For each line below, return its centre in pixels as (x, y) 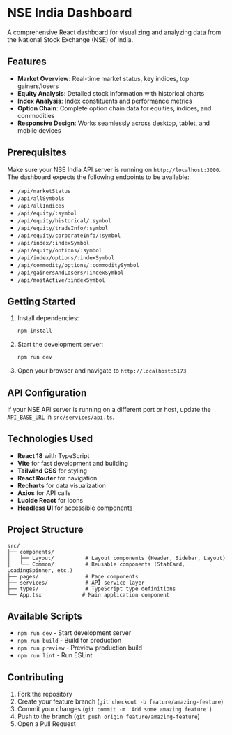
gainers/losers (38, 86)
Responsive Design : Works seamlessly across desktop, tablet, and (114, 123)
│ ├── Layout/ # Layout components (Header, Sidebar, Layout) (117, 558)
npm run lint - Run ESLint (55, 655)
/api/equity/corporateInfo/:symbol (69, 236)
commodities (36, 115)
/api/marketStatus (44, 191)
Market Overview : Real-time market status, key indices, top (103, 78)
